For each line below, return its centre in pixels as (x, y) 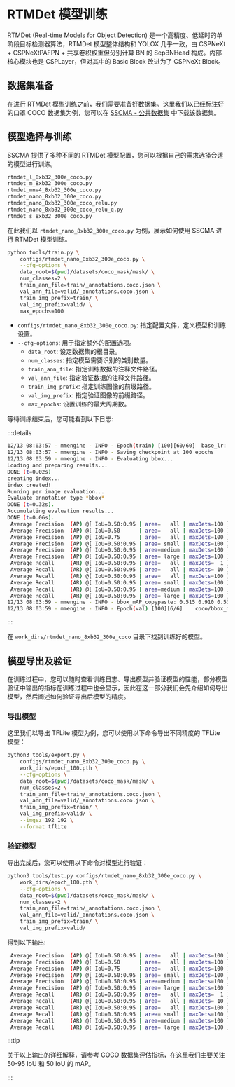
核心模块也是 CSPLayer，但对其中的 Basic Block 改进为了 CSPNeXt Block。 (116, 61)
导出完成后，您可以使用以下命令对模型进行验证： (78, 863)
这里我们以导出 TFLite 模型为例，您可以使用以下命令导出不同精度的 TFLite (114, 733)
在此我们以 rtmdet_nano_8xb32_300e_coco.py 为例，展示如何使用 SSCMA (111, 230)
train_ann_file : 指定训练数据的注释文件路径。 (94, 369)
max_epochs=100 (42, 311)
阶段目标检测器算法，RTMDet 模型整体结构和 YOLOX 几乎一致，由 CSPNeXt (116, 43)
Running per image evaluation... (56, 491)
